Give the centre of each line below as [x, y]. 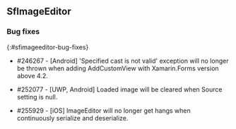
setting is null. [37, 97]
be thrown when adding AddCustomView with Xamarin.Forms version [118, 68]
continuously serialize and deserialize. [72, 118]
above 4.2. [33, 75]
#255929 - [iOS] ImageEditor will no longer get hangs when [104, 110]
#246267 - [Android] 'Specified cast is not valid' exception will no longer [123, 61]
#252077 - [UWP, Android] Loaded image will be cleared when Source [119, 89]
